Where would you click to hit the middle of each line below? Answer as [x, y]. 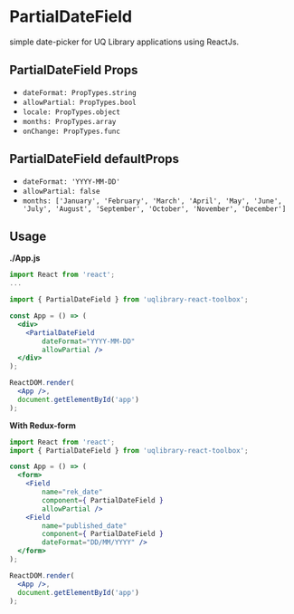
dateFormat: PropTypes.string [80, 92]
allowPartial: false [61, 191]
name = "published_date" [85, 526]
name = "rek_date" [72, 492]
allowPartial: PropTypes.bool [80, 102]
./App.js [25, 258]
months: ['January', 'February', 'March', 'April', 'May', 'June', [152, 201]
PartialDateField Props [74, 70]
